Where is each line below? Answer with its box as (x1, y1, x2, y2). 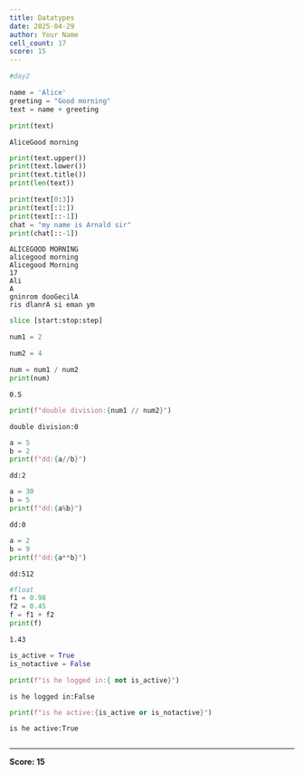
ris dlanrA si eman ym (9, 301, 95, 310)
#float (9, 585, 34, 594)
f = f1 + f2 (9, 610, 54, 620)
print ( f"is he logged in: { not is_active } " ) (9, 675, 180, 684)
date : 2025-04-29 (9, 22, 75, 31)
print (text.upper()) (9, 153, 88, 163)
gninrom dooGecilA (9, 292, 79, 301)
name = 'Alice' (9, 88, 67, 97)
